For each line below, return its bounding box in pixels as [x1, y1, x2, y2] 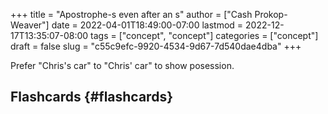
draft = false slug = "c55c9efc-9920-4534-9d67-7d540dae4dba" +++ [10, 40, 302, 52]
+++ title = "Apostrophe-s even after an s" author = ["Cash [10, 9, 253, 20]
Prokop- [254, 9, 288, 20]
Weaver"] [10, 19, 50, 31]
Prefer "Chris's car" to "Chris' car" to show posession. [10, 60, 235, 71]
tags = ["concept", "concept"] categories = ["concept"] [90, 30, 319, 41]
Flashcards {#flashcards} [10, 89, 173, 106]
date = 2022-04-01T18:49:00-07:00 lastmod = [51, 19, 244, 31]
